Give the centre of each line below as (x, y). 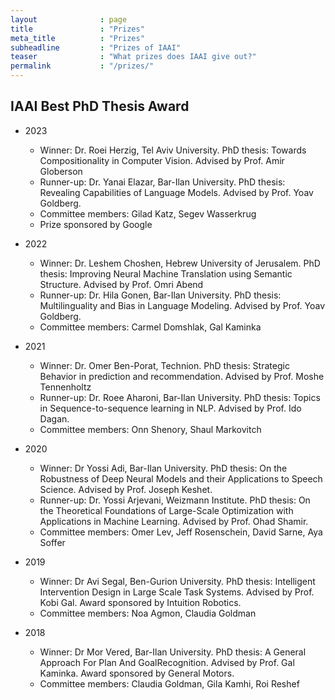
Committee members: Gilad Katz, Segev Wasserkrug (148, 213)
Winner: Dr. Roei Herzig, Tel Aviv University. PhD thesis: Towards (173, 150)
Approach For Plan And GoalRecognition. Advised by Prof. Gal (167, 662)
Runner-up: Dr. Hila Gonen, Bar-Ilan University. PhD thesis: (160, 295)
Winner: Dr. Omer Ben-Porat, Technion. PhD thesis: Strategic (164, 365)
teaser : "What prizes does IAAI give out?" (133, 57)
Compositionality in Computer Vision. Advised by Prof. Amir (162, 160)
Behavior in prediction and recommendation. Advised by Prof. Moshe (182, 376)
